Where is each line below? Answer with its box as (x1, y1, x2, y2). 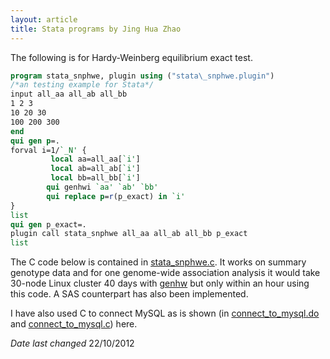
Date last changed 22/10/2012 (10, 337, 135, 350)
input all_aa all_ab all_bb (10, 89, 128, 100)
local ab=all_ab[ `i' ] (50, 164, 141, 174)
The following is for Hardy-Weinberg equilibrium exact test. (10, 51, 253, 63)
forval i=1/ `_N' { (10, 145, 87, 155)
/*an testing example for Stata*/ (10, 80, 155, 90)
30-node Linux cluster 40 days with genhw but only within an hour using (10, 277, 310, 290)
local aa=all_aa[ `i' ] (50, 154, 141, 165)
